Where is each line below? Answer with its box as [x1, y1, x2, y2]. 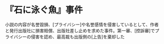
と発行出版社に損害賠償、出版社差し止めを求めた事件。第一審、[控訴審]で [5, 27, 155, 33]
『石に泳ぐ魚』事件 [5, 4, 83, 16]
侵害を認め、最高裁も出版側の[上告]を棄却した [31, 34, 125, 40]
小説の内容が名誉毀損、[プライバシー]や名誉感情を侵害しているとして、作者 [5, 22, 159, 27]
